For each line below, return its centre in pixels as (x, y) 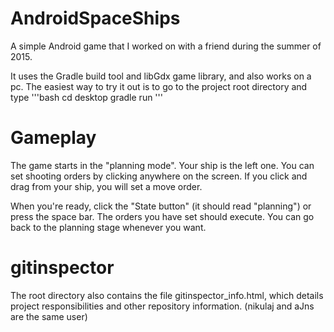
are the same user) (49, 316)
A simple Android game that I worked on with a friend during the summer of (166, 46)
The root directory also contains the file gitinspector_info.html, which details (167, 295)
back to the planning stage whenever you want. (108, 227)
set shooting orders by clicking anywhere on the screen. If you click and (159, 176)
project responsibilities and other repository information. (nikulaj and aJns (162, 306)
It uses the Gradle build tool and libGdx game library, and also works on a (161, 76)
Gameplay (53, 138)
